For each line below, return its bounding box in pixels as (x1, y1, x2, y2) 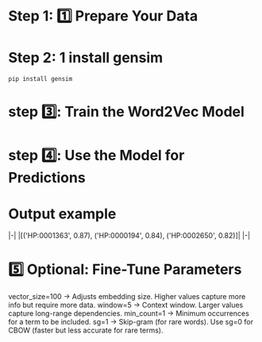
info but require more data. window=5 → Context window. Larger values (8, 300, 244, 310)
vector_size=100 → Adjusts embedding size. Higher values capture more (8, 292, 246, 302)
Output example (8, 205, 117, 223)
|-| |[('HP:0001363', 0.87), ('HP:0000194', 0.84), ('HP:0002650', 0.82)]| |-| (8, 231, 251, 240)
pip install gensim (8, 75, 73, 83)
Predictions (8, 168, 86, 186)
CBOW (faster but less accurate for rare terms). (8, 325, 164, 335)
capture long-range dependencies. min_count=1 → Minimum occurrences (8, 309, 250, 318)
